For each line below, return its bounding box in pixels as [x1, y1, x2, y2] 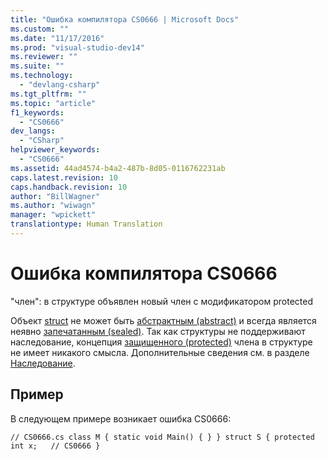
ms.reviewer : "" [10, 52, 78, 62]
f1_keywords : [10, 107, 65, 118]
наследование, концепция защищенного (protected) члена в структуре [10, 336, 313, 348]
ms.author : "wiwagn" [10, 201, 97, 211]
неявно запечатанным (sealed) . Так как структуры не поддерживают [10, 325, 306, 337]
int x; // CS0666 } [10, 441, 101, 451]
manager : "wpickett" [10, 210, 97, 220]
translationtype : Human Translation [10, 219, 163, 230]
